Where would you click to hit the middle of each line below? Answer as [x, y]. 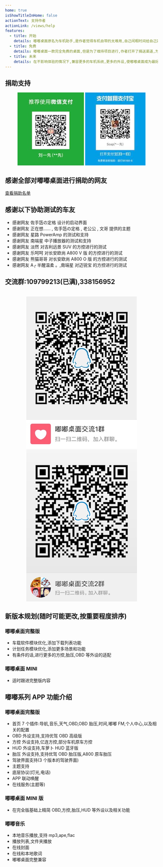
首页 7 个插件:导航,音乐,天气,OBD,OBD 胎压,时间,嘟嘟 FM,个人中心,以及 [82, 724]
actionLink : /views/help [30, 26]
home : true [16, 10]
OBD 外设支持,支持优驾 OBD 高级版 [47, 736]
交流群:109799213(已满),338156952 [60, 282]
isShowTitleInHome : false [31, 15]
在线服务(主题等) [29, 785]
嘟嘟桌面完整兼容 [29, 859]
